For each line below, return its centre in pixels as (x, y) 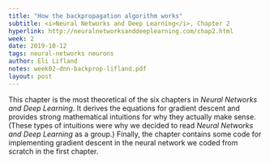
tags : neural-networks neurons (61, 54)
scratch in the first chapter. (54, 151)
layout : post (30, 76)
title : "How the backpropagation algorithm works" (96, 16)
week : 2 (21, 39)
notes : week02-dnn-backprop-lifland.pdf (78, 69)
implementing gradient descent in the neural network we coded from (123, 142)
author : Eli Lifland (43, 62)
